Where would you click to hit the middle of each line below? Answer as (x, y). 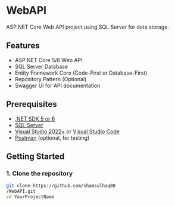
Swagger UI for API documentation (57, 85)
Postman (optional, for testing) (52, 137)
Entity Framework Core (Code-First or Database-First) (81, 73)
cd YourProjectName (30, 197)
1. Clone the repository (40, 173)
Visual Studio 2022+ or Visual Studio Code (67, 131)
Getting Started (35, 156)
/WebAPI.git (21, 192)
